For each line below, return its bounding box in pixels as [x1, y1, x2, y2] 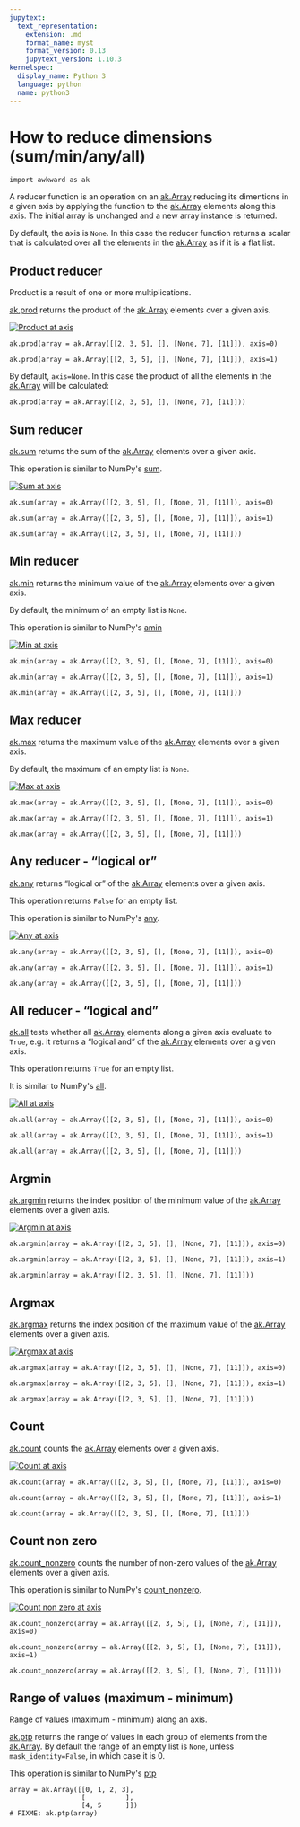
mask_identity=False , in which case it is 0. [9, 1751, 166, 1761]
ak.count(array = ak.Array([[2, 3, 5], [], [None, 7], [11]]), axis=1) [9, 1493, 282, 1502]
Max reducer [9, 713, 82, 728]
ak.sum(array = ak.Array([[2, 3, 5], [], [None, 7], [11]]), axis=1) [9, 514, 275, 523]
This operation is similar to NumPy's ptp [9, 1768, 157, 1779]
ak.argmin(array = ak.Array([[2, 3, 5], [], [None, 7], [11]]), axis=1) [9, 1255, 287, 1264]
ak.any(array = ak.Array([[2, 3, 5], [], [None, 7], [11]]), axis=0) [9, 947, 275, 956]
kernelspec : [9, 64, 54, 73]
